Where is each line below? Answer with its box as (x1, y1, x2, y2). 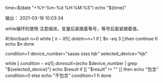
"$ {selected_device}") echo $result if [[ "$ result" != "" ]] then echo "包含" (5, 66, 159, 72)
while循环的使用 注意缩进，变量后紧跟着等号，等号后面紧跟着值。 (5, 25, 141, 31)
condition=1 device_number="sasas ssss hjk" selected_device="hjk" (5, 50, 148, 56)
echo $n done (5, 41, 34, 47)
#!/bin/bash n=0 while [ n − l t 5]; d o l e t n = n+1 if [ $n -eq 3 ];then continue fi (5, 35, 158, 41)
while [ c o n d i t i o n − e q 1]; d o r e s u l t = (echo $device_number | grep (5, 60, 137, 66)
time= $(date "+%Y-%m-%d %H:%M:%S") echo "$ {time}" (5, 5, 127, 10)
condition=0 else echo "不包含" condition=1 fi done (5, 72, 112, 78)
